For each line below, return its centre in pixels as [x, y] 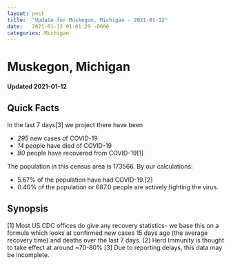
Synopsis [28, 209]
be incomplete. [28, 255]
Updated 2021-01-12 [37, 86]
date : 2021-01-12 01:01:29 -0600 [58, 26]
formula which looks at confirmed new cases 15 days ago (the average [108, 233]
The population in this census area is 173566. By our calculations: [100, 166]
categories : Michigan [38, 33]
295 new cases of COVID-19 [57, 138]
